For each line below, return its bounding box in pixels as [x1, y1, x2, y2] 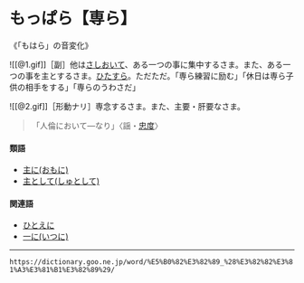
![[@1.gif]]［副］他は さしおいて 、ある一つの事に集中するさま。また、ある [9, 59, 283, 70]
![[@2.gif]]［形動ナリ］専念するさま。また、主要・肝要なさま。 [9, 100, 246, 111]
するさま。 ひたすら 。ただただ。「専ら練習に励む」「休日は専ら [56, 70, 287, 81]
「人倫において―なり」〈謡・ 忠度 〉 [31, 119, 163, 131]
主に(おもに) [22, 165, 70, 175]
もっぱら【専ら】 [9, 8, 138, 29]
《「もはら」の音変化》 [9, 40, 93, 51]
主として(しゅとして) [22, 175, 100, 186]
